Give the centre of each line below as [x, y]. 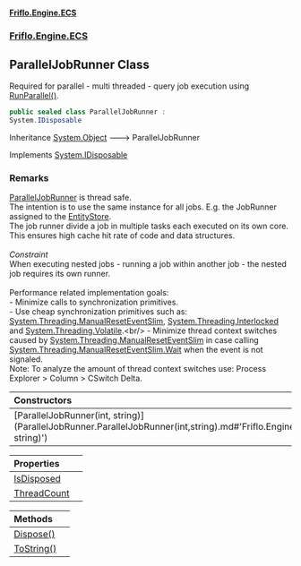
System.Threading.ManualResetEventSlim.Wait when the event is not [136, 350]
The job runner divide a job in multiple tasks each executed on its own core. [149, 226]
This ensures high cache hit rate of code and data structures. [122, 236]
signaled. [26, 359]
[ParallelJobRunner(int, [63, 416]
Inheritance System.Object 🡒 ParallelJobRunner [105, 138]
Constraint [29, 254]
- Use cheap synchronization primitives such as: [99, 312]
